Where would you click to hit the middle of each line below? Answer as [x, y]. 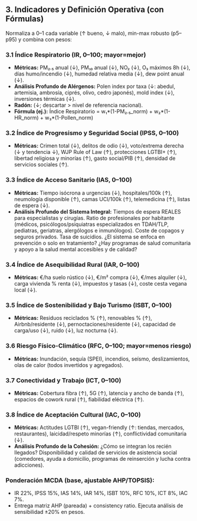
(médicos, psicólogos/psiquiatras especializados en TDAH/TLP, [91, 224]
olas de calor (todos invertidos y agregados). [69, 365]
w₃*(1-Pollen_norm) [69, 118]
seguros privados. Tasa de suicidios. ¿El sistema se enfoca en [89, 237]
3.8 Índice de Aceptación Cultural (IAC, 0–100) [73, 414]
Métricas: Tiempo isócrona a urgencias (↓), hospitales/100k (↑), [93, 193]
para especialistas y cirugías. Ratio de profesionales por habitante [94, 218]
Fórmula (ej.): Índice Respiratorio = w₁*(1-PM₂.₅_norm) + [83, 112]
